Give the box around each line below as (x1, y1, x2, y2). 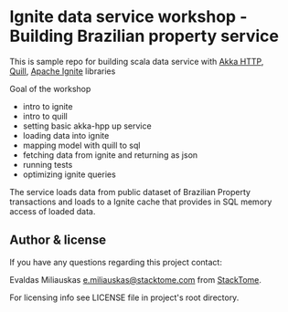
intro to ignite (22, 100, 73, 111)
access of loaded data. (9, 205, 96, 216)
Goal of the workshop (9, 83, 91, 94)
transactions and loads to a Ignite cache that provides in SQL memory (9, 196, 272, 207)
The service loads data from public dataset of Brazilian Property (9, 186, 251, 197)
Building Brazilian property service (9, 26, 279, 47)
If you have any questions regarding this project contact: (9, 256, 222, 267)
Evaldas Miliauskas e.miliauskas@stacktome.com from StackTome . (9, 274, 262, 285)
